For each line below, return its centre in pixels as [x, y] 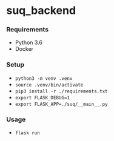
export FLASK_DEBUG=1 [42, 97]
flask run [28, 133]
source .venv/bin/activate [49, 85]
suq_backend [41, 11]
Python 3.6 [29, 42]
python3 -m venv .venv [44, 78]
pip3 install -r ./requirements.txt [61, 91]
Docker [24, 49]
